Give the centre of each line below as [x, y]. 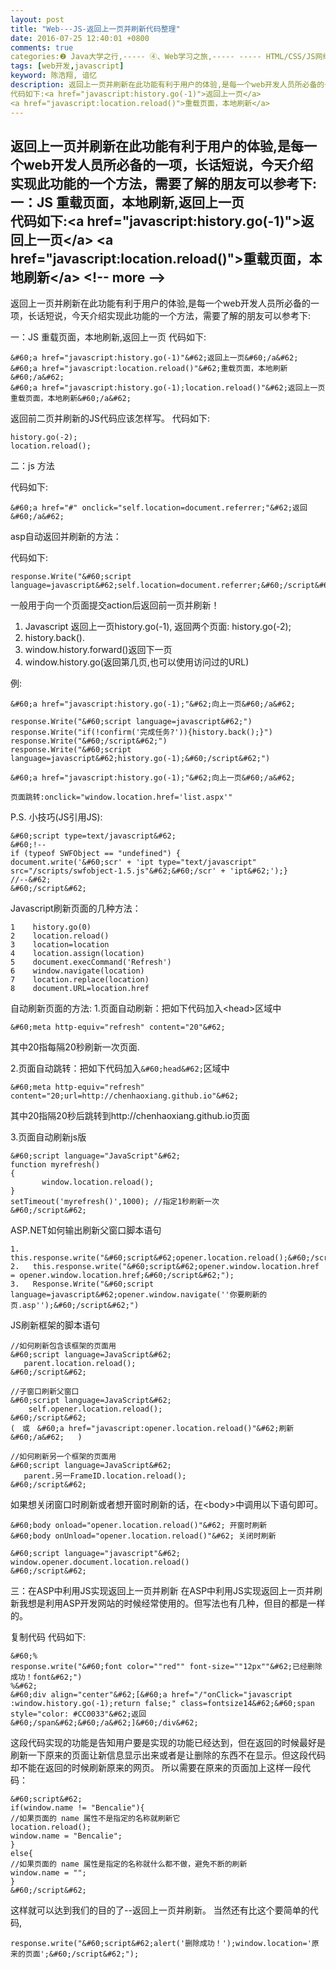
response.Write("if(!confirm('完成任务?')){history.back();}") [141, 732]
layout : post [37, 19]
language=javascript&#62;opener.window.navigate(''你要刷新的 [139, 1295]
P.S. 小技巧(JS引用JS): [56, 817]
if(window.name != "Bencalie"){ [77, 1808]
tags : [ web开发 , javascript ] [67, 66]
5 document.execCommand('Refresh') [91, 962]
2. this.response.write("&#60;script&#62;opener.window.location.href [165, 1267]
